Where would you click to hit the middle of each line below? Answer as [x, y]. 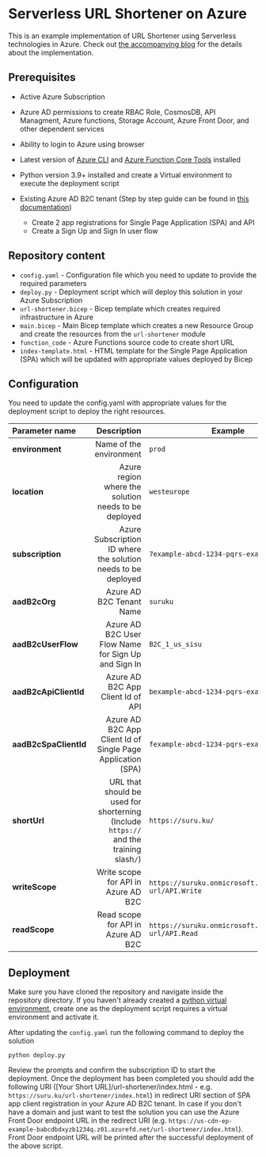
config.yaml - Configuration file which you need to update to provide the [138, 275]
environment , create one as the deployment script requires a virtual [118, 1009]
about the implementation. [51, 52]
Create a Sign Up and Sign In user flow [95, 231]
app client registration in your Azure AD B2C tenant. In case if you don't [125, 1104]
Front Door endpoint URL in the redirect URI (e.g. [87, 1121]
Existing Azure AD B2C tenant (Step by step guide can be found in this [134, 198]
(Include [126, 822]
